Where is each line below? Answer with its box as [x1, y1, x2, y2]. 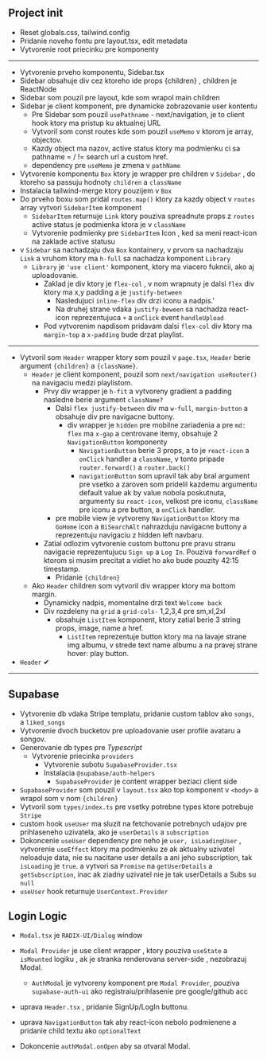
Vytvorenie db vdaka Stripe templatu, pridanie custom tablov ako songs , [19, 709, 254, 718]
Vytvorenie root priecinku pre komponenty [19, 44, 159, 54]
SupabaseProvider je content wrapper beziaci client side [55, 776, 238, 786]
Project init [8, 6, 64, 20]
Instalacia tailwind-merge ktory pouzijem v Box [19, 186, 172, 195]
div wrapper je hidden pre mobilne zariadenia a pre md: [67, 420, 246, 429]
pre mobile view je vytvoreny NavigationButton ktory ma [55, 513, 240, 522]
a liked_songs [19, 717, 66, 727]
